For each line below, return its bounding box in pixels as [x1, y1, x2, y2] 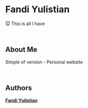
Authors [5, 83, 32, 93]
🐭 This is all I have [5, 20, 45, 27]
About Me [5, 45, 37, 54]
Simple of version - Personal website [5, 59, 83, 65]
